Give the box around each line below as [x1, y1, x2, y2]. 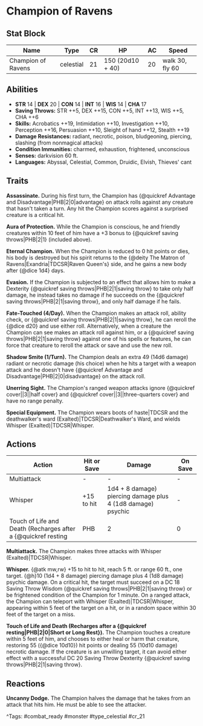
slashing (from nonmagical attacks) [14, 139, 103, 146]
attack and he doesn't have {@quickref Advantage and [6, 366, 143, 373]
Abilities [6, 85, 38, 95]
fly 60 [162, 64, 179, 72]
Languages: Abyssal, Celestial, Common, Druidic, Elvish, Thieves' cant [14, 158, 192, 166]
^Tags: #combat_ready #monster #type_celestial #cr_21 [6, 713, 145, 720]
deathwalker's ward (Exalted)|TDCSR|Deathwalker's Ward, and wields [6, 415, 181, 423]
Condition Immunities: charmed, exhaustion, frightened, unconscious [14, 145, 190, 152]
